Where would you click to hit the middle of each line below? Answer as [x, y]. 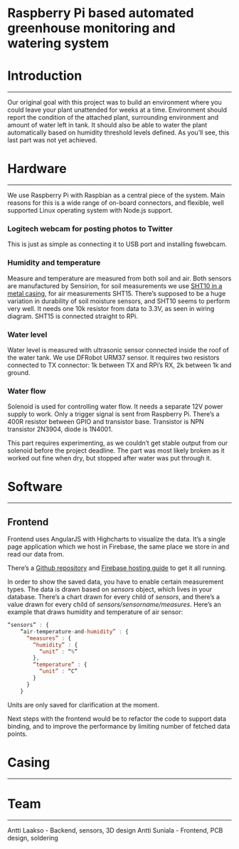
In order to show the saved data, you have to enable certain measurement [116, 582]
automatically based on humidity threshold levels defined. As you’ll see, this [118, 132]
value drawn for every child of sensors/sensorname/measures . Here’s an [115, 604]
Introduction [45, 76]
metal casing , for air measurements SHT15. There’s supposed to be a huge [117, 293]
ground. [19, 372]
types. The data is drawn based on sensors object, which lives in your [110, 589]
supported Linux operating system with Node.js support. [90, 211]
